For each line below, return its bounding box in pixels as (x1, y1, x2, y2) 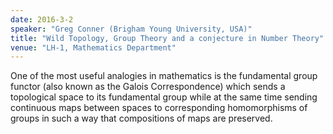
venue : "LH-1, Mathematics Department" (10, 42, 177, 53)
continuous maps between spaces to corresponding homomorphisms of (10, 102, 308, 114)
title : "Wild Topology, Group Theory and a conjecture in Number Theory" (10, 33, 325, 43)
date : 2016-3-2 (10, 14, 74, 25)
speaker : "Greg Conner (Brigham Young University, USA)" (10, 24, 253, 34)
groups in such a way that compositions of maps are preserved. (10, 112, 273, 125)
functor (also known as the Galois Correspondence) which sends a (10, 81, 286, 93)
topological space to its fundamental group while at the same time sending (10, 91, 318, 103)
